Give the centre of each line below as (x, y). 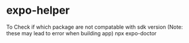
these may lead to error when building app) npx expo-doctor (82, 33)
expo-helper (38, 10)
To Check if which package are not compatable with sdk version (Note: (94, 27)
